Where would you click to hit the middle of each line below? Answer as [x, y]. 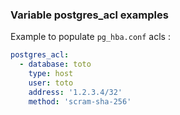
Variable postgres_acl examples [89, 15]
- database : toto [55, 64]
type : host [51, 74]
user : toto [51, 83]
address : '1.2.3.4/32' [75, 92]
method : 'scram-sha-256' [80, 101]
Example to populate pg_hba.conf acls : [90, 37]
